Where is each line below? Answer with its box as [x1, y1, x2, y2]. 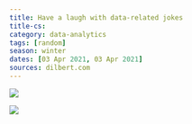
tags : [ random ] [9, 38, 67, 48]
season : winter [9, 47, 67, 56]
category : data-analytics [9, 30, 106, 39]
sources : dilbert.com [9, 64, 91, 73]
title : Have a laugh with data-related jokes [9, 13, 183, 22]
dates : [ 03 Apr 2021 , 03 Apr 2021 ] [9, 55, 143, 64]
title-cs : [9, 22, 47, 31]
